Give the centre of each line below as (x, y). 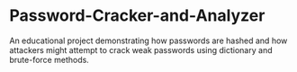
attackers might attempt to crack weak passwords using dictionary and (141, 49)
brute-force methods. (49, 59)
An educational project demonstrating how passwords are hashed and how (148, 40)
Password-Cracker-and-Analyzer (137, 16)
